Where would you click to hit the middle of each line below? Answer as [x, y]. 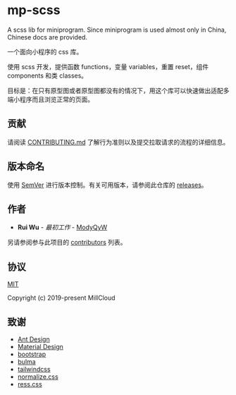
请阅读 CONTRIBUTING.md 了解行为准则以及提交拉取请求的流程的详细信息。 [118, 142]
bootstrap [32, 354]
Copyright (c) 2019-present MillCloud [61, 298]
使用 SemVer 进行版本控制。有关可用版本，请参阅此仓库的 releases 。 [107, 185]
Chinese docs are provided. [48, 37]
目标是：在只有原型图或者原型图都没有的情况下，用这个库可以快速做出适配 [115, 90]
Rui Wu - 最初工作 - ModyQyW [62, 227]
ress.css [30, 384]
